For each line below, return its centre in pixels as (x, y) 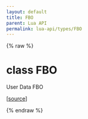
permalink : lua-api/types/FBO (44, 29)
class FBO (32, 70)
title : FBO (20, 18)
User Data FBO (25, 87)
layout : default (27, 12)
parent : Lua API (27, 23)
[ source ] (17, 99)
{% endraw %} (25, 111)
